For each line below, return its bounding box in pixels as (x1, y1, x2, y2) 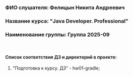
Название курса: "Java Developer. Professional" (5, 17, 128, 24)
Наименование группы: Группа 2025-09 (5, 31, 110, 38)
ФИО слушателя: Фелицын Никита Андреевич (5, 4, 125, 11)
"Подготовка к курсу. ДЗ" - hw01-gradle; (12, 65, 100, 71)
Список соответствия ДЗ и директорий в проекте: (5, 54, 117, 60)
